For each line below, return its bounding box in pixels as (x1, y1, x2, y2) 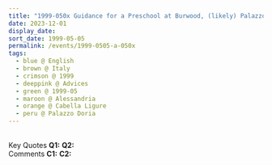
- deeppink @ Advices (15, 79, 89, 87)
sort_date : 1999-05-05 (8, 34, 85, 43)
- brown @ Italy (15, 65, 70, 73)
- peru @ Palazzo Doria (15, 110, 96, 118)
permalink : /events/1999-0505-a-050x (8, 42, 136, 50)
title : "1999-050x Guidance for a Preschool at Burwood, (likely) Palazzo (8, 11, 266, 20)
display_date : (8, 27, 57, 35)
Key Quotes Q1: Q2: (8, 141, 74, 150)
